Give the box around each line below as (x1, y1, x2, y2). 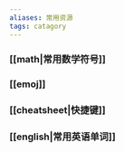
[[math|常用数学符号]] (9, 53, 106, 66)
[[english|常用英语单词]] (9, 130, 116, 143)
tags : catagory (9, 22, 67, 31)
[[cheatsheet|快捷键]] (9, 104, 106, 117)
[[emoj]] (9, 78, 46, 90)
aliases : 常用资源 (9, 13, 74, 23)
